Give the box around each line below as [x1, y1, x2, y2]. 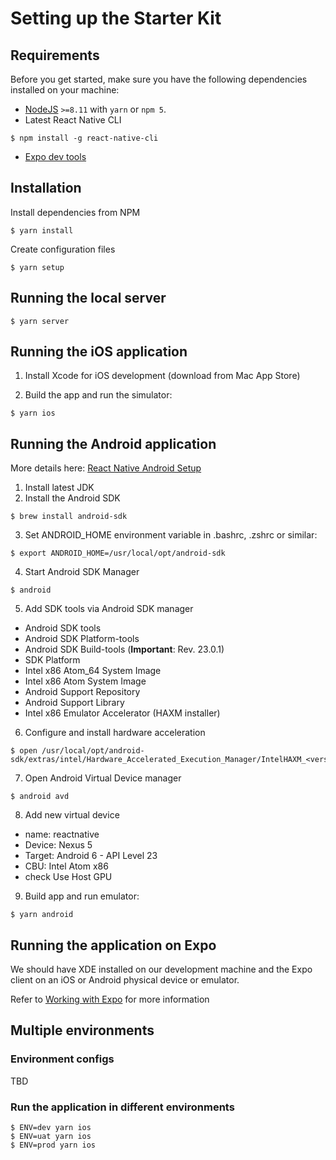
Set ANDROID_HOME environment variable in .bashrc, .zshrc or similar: [24, 529, 318, 541]
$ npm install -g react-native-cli [10, 133, 159, 143]
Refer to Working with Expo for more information [10, 993, 210, 1006]
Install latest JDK [24, 482, 95, 494]
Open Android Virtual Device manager [24, 772, 182, 784]
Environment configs [10, 1052, 115, 1066]
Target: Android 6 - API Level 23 [24, 850, 158, 862]
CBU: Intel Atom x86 [24, 860, 109, 872]
